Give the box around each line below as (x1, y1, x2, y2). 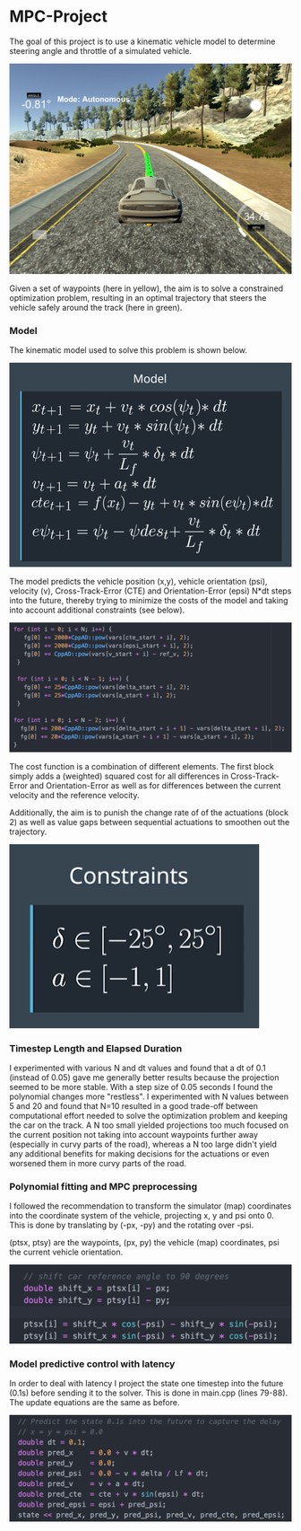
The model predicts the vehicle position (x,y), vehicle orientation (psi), (9, 576, 268, 586)
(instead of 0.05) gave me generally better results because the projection (9, 1072, 279, 1083)
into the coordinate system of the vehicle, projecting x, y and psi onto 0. (9, 1210, 275, 1221)
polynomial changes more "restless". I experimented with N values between (9, 1091, 289, 1102)
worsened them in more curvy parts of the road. (9, 1158, 186, 1169)
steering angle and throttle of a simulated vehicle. (9, 45, 193, 56)
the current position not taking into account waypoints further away (9, 1130, 258, 1140)
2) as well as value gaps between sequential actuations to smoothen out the (9, 816, 290, 827)
